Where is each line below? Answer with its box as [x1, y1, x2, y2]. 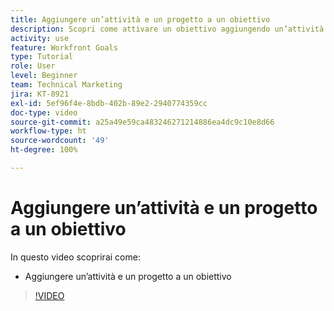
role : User [10, 61, 56, 71]
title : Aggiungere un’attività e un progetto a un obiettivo [10, 14, 271, 25]
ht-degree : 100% [10, 145, 78, 155]
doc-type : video [10, 107, 78, 118]
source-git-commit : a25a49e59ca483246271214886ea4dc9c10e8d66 [10, 117, 275, 127]
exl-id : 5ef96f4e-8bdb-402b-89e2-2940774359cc [10, 98, 208, 108]
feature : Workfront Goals [10, 42, 118, 53]
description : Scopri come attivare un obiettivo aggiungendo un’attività [10, 24, 325, 34]
